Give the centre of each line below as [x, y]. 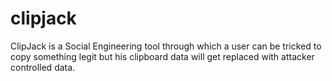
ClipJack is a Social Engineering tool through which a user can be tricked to [166, 46]
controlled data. [43, 67]
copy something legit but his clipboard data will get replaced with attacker [162, 56]
